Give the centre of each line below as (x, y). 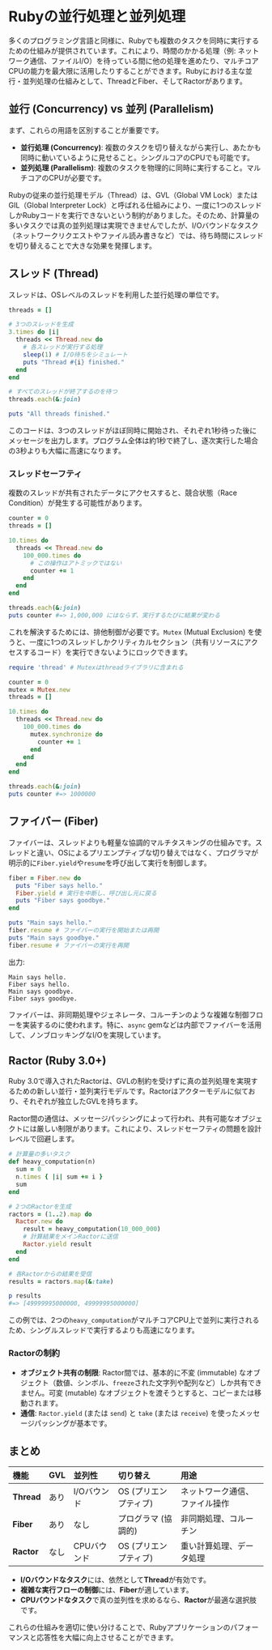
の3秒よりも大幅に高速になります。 (67, 451)
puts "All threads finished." (59, 414)
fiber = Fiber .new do (45, 878)
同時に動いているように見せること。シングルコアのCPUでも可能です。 (137, 157)
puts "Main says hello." (50, 923)
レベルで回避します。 (44, 1139)
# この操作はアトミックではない (76, 563)
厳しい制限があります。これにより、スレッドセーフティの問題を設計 (149, 1129)
